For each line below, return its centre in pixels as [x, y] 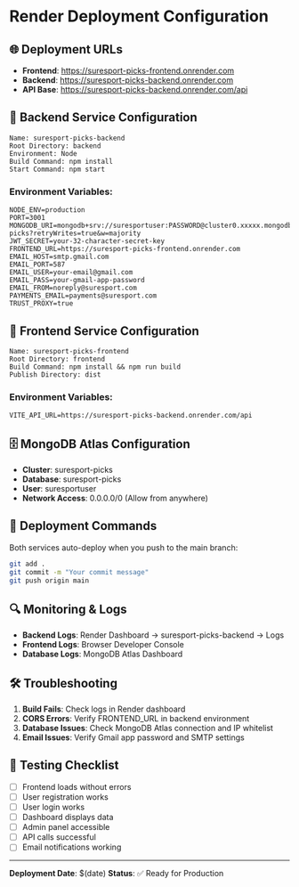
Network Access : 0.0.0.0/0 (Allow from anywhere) [115, 498]
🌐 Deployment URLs [66, 49]
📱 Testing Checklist [64, 765]
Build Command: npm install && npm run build [95, 367]
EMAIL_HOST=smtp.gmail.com [59, 257]
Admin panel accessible [66, 827]
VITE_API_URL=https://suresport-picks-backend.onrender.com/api [131, 416]
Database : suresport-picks [72, 479]
